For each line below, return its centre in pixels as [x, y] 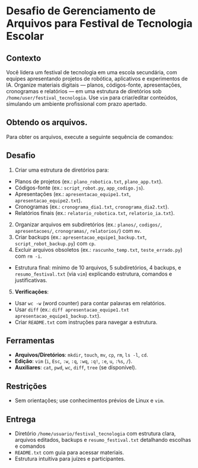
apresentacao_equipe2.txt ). [48, 200]
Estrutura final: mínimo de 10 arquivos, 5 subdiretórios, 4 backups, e [98, 267]
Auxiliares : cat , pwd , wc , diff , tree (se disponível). [76, 368]
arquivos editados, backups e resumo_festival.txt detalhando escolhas [103, 440]
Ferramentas [30, 341]
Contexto [24, 58]
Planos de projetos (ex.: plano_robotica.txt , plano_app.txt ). [89, 181]
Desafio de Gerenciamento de [81, 11]
